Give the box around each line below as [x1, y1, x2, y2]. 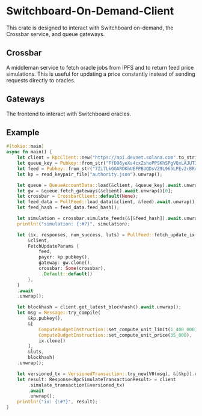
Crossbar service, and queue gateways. [6, 30, 105, 37]
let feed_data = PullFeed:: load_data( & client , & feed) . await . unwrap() [17, 199, 195, 205]
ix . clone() [38, 338, 66, 344]
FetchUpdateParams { [28, 243, 79, 249]
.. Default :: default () [38, 271, 93, 277]
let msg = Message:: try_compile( [17, 310, 101, 316]
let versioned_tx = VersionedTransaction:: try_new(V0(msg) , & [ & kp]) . [17, 371, 195, 377]
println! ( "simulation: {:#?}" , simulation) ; [17, 221, 130, 227]
